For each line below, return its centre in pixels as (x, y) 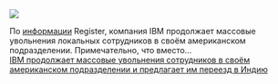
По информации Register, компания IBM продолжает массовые (133, 31)
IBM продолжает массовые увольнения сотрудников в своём (130, 60)
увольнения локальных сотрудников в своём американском (128, 41)
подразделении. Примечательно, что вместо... (101, 50)
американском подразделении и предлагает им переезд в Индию (139, 70)
